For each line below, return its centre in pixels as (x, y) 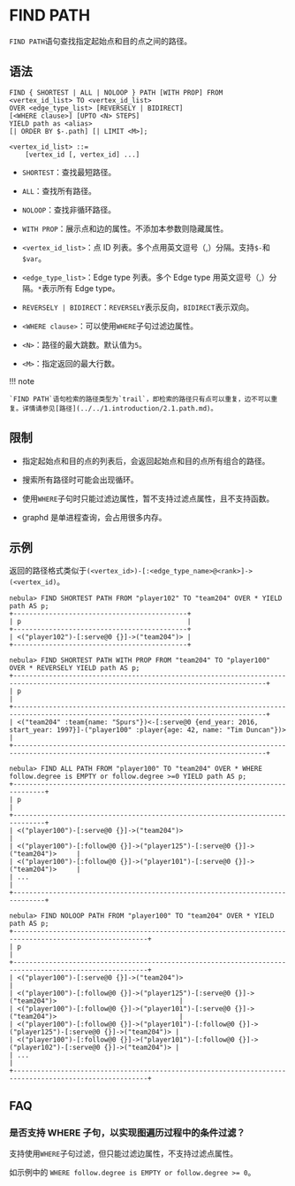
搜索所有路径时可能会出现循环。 (80, 480)
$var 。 (34, 258)
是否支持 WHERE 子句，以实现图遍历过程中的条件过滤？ (127, 1132)
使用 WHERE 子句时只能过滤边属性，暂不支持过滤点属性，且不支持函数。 (148, 498)
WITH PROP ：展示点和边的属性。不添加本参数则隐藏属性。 (125, 228)
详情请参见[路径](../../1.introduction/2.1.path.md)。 (120, 408)
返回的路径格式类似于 (48, 571)
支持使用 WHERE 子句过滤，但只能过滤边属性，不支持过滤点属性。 (124, 1154)
